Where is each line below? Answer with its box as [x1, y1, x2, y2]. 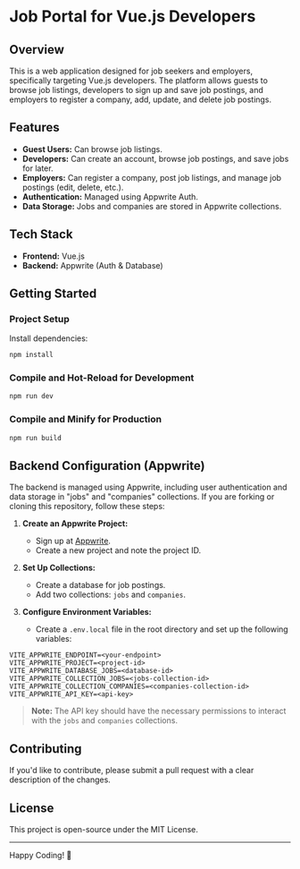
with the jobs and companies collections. [30, 715, 179, 726]
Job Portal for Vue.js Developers [9, 6, 256, 27]
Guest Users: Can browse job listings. [21, 143, 162, 154]
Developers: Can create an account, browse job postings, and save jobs [21, 153, 289, 164]
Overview [9, 42, 65, 57]
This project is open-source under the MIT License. [9, 823, 199, 834]
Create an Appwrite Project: [21, 518, 129, 529]
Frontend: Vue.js [21, 251, 85, 261]
